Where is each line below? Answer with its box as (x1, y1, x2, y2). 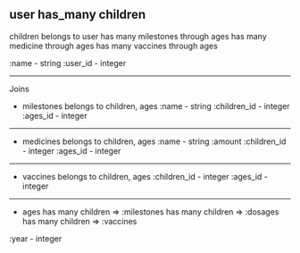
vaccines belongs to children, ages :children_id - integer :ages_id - (21, 171, 268, 181)
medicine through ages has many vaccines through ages (9, 40, 219, 51)
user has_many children (9, 7, 146, 22)
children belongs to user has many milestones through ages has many (9, 30, 268, 41)
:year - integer (9, 232, 62, 244)
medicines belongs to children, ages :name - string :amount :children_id (21, 136, 287, 147)
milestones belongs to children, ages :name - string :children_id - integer (21, 100, 290, 111)
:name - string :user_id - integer (9, 57, 127, 68)
